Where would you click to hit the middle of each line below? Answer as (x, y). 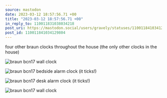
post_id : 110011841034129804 (35, 33)
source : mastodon (23, 10)
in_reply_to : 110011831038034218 (40, 24)
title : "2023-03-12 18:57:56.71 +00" (44, 19)
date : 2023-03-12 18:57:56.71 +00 (41, 14)
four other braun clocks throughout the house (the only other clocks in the (81, 47)
